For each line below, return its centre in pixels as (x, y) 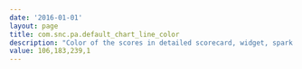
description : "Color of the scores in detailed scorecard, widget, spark (151, 43)
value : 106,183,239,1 (50, 51)
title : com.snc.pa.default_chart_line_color (94, 34)
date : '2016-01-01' (46, 17)
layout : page (34, 26)
